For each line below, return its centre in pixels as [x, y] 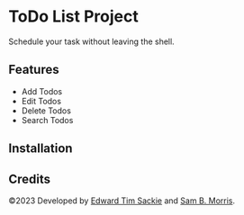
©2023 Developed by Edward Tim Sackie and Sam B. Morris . [122, 201]
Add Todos [42, 91]
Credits [30, 179]
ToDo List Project [73, 17]
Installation [41, 149]
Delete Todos [46, 111]
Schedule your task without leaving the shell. [91, 41]
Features [34, 70]
